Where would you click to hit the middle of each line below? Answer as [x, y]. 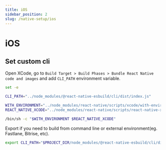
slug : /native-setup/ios [31, 19]
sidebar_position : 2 [26, 14]
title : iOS [16, 10]
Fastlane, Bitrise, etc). [27, 133]
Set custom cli [28, 61]
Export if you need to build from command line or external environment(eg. [81, 128]
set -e [12, 88]
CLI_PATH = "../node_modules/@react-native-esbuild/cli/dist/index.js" [78, 97]
